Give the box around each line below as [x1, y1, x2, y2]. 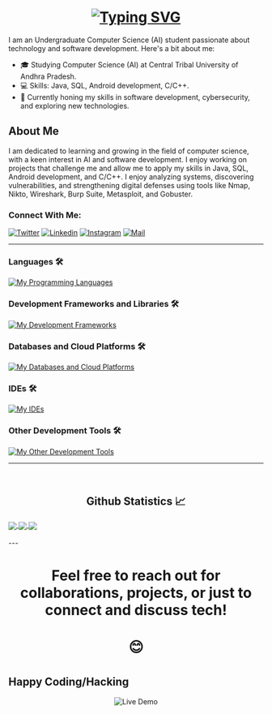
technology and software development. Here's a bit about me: [8, 43, 215, 53]
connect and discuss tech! [45, 600, 227, 619]
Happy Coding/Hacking [8, 675, 130, 689]
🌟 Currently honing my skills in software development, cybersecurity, [19, 92, 251, 101]
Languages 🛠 [8, 256, 64, 267]
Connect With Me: [8, 209, 82, 221]
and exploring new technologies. [19, 101, 130, 110]
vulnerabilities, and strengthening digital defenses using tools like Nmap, [8, 180, 251, 190]
